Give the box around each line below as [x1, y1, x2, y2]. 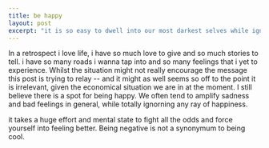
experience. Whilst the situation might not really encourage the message [8, 66, 248, 75]
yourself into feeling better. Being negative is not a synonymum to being [8, 123, 246, 133]
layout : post [8, 19, 52, 27]
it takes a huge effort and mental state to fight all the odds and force [8, 115, 234, 125]
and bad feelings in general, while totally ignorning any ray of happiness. [8, 99, 248, 109]
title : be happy [8, 11, 62, 20]
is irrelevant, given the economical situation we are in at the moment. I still [8, 82, 252, 92]
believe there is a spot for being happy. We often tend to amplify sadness [8, 91, 250, 101]
